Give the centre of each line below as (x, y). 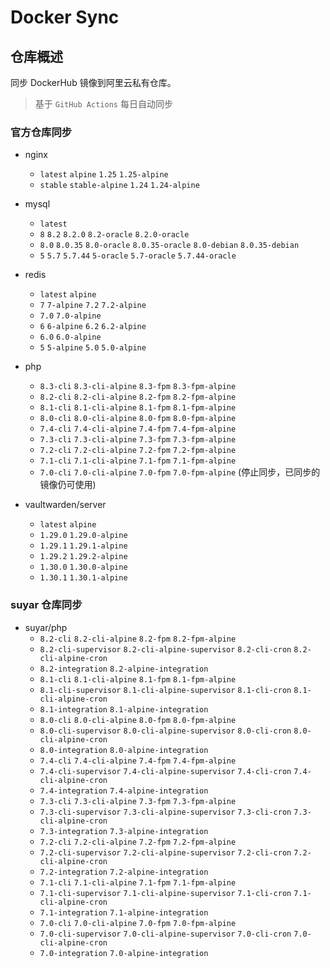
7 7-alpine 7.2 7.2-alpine (93, 306)
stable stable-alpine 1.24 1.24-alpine (119, 186)
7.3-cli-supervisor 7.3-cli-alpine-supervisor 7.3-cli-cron (165, 812)
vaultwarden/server (65, 505)
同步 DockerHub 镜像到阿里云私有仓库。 (93, 82)
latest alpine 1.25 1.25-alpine (104, 175)
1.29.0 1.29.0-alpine (83, 536)
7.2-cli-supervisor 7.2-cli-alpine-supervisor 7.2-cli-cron (165, 852)
